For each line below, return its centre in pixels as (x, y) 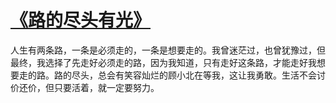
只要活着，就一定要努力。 (106, 87)
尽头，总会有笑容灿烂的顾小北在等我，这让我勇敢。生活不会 (194, 75)
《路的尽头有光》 (81, 20)
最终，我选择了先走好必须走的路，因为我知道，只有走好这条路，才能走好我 (163, 62)
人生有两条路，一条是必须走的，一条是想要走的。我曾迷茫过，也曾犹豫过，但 (168, 50)
